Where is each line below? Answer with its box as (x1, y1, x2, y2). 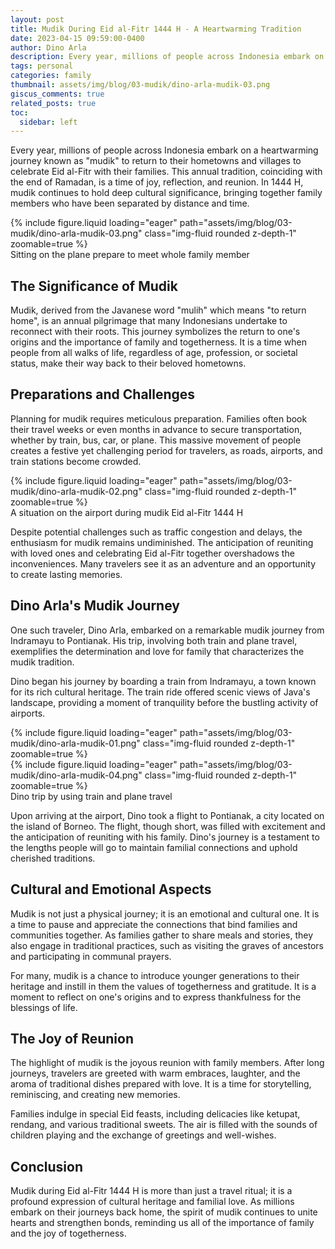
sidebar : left (19, 117, 78, 127)
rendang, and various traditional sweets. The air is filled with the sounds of (10, 1119, 318, 1131)
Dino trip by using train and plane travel (10, 790, 173, 802)
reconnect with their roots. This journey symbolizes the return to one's (10, 326, 301, 338)
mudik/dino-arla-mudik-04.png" (10, 769, 143, 781)
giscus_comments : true (10, 89, 105, 99)
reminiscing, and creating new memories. (10, 1089, 181, 1101)
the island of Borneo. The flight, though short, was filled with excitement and (10, 820, 326, 832)
